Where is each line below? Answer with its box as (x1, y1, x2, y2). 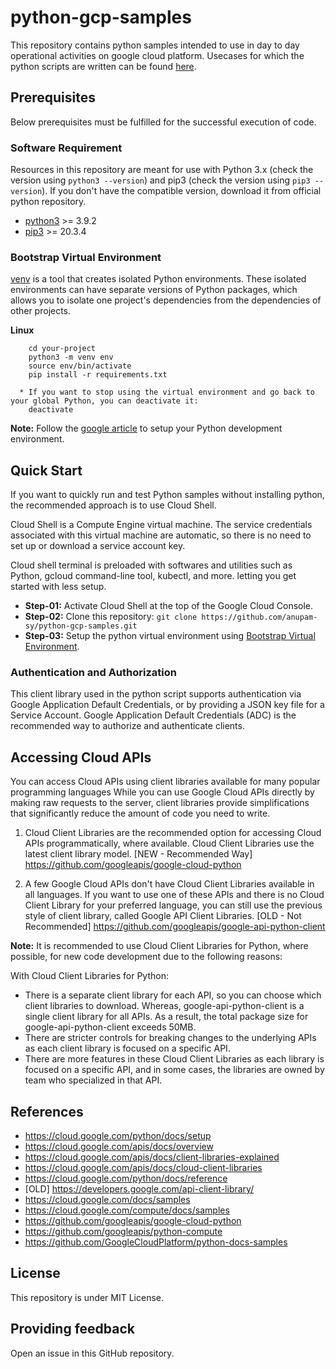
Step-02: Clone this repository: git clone (24, 611, 198, 623)
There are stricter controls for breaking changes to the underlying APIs (24, 1032, 317, 1044)
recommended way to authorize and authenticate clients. (10, 720, 245, 732)
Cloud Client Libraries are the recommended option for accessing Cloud (24, 827, 322, 839)
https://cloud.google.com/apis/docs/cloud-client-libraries (24, 1162, 263, 1174)
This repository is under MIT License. (10, 1291, 165, 1303)
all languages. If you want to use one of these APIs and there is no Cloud (24, 889, 325, 901)
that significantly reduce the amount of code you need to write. (10, 807, 271, 820)
